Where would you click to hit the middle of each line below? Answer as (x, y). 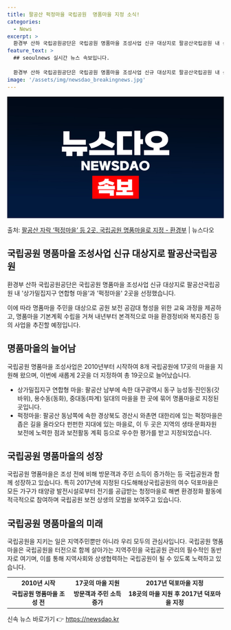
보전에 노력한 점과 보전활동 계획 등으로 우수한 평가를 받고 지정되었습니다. (114, 432)
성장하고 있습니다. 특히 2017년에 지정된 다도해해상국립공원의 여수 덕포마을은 (116, 483)
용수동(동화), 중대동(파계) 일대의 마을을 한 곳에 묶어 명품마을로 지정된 (126, 398)
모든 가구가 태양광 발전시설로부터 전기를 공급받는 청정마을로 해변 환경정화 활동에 (114, 491)
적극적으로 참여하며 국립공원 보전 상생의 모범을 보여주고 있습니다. (95, 500)
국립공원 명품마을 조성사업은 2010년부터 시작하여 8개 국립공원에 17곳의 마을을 (111, 366)
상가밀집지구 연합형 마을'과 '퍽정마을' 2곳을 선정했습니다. (99, 293)
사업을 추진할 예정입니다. (47, 325)
